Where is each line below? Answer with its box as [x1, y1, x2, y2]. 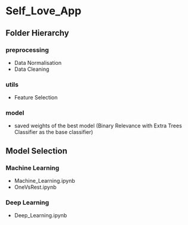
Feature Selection [14, 94, 58, 101]
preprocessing [5, 46, 49, 54]
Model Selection [5, 146, 68, 156]
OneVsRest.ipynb [14, 183, 57, 191]
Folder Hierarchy [5, 28, 69, 38]
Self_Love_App [5, 4, 82, 18]
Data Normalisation [14, 59, 62, 66]
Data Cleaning [14, 65, 50, 73]
